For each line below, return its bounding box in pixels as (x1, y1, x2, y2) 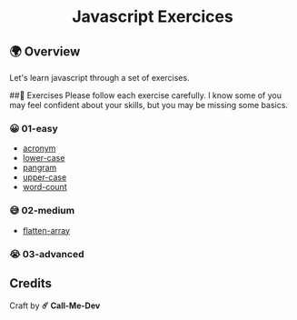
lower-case (22, 153, 65, 164)
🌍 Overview (9, 44, 81, 59)
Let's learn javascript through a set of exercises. (9, 73, 190, 83)
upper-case (22, 172, 67, 183)
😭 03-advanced (9, 247, 84, 260)
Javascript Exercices (72, 6, 233, 27)
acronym (22, 143, 56, 154)
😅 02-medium (9, 205, 75, 217)
